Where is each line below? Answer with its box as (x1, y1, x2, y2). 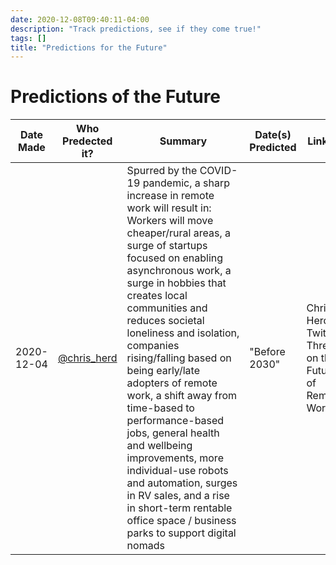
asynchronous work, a (126, 264, 232, 278)
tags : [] (10, 33, 47, 43)
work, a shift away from (126, 389, 238, 403)
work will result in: (126, 201, 212, 215)
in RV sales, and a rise (126, 489, 230, 503)
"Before (249, 345, 286, 359)
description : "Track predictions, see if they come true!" (10, 24, 262, 34)
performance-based (126, 414, 225, 428)
